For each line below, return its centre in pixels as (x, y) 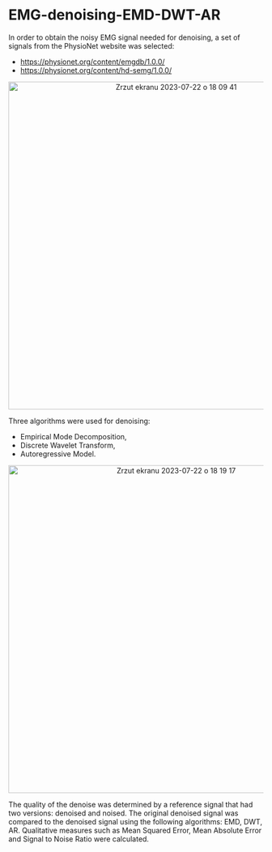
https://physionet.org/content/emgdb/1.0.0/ (92, 62)
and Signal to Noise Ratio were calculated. (79, 839)
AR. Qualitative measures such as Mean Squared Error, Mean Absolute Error (135, 830)
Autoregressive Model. (58, 454)
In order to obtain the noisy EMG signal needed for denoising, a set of (124, 37)
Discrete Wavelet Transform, (68, 445)
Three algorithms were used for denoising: (79, 421)
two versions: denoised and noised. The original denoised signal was (123, 813)
